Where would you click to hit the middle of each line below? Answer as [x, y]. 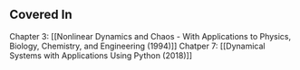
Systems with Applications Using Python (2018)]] [101, 55]
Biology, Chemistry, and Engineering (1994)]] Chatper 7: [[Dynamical [137, 46]
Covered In [41, 15]
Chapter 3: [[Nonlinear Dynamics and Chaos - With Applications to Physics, [150, 36]
